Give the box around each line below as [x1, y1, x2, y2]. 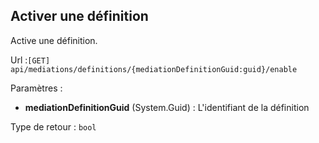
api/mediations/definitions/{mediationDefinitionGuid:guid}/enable [10, 64, 298, 74]
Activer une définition [10, 8, 149, 25]
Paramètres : [10, 82, 63, 94]
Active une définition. [10, 34, 98, 46]
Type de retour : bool [10, 120, 97, 133]
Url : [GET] [10, 54, 51, 66]
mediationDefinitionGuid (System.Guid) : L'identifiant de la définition [24, 101, 310, 113]
